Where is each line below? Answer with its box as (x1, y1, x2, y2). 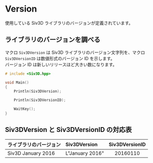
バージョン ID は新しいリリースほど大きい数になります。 (5, 62, 117, 67)
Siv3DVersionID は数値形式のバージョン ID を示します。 (5, 55, 115, 61)
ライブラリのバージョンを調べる (5, 35, 101, 44)
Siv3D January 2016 (7, 149, 55, 156)
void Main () (5, 80, 29, 85)
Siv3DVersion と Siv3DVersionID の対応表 (5, 126, 132, 134)
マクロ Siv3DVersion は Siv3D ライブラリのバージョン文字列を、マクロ (5, 49, 145, 55)
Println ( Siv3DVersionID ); (14, 98, 66, 103)
